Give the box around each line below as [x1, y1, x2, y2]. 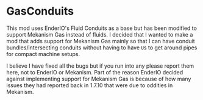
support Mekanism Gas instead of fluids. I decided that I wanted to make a [6, 30, 193, 38]
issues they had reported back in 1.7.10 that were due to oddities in [6, 81, 173, 89]
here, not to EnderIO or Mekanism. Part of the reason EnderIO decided [6, 68, 183, 76]
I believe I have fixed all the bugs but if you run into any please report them [6, 62, 194, 70]
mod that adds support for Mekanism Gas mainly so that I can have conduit [6, 37, 195, 45]
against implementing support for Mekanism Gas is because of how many [6, 75, 191, 82]
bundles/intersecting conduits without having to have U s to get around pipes [6, 44, 198, 51]
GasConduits [6, 4, 74, 18]
